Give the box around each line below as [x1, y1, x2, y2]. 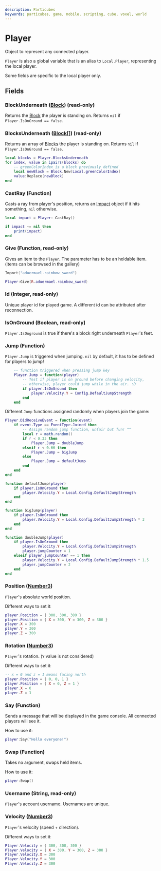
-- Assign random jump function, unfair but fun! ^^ [22, 427, 132, 432]
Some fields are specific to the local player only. [5, 73, 101, 78]
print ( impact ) [14, 228, 42, 234]
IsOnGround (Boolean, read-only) [5, 319, 86, 326]
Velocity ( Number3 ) [5, 813, 53, 820]
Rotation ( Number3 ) [5, 643, 54, 649]
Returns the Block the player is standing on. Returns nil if [5, 113, 121, 118]
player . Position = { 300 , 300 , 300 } [5, 612, 82, 618]
